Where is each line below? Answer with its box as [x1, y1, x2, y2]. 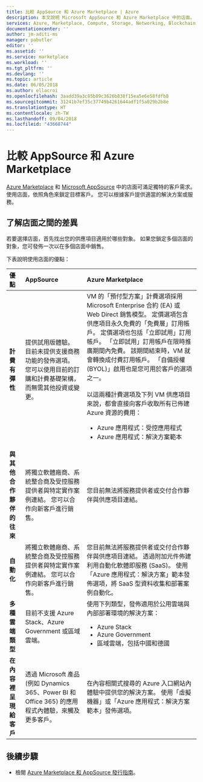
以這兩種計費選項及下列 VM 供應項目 [86, 390, 191, 399]
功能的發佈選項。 [25, 356, 74, 365]
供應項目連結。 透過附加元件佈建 [98, 552, 192, 560]
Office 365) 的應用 [25, 697, 79, 705]
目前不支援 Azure [25, 608, 74, 617]
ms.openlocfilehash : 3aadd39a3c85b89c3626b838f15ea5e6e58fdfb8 [6, 93, 169, 99]
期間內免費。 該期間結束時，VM [92, 346, 183, 354]
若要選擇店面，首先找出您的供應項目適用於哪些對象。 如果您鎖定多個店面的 [6, 235, 193, 242]
